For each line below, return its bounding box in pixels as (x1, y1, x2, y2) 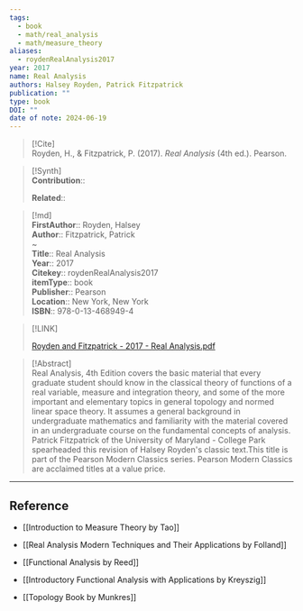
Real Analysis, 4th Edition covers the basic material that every (31, 368, 262, 378)
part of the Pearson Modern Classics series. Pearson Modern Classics (31, 454, 293, 465)
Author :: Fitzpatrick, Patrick (31, 229, 135, 240)
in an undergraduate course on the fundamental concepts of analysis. (31, 425, 291, 436)
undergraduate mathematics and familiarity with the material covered (31, 415, 289, 426)
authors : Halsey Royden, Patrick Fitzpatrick (9, 80, 183, 89)
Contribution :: (31, 175, 86, 186)
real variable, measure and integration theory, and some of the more (31, 387, 286, 397)
